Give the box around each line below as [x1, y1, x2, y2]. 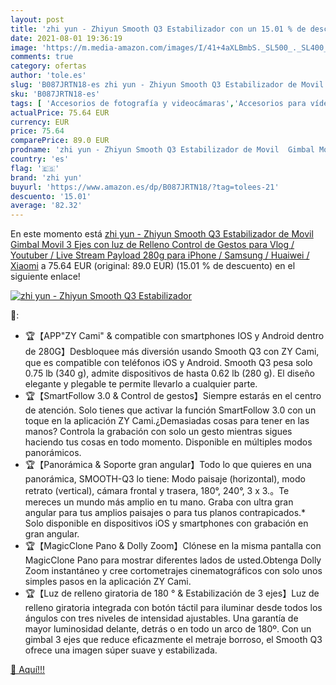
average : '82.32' [10, 201, 83, 211]
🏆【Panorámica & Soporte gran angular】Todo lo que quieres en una [24, 459, 312, 471]
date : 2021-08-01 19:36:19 [10, 33, 123, 43]
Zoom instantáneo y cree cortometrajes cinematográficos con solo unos [24, 565, 323, 577]
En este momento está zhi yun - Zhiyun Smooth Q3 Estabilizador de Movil [10, 228, 314, 240]
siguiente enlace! [10, 271, 81, 283]
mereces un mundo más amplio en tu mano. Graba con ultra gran [24, 496, 294, 508]
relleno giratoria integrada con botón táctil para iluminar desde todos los [24, 602, 323, 614]
